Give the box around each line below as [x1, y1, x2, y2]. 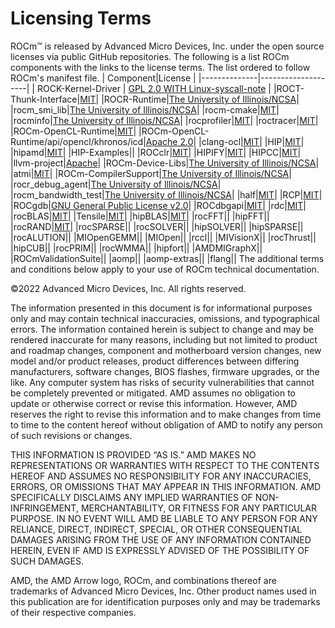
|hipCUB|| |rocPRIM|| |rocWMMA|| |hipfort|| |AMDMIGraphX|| [10, 242, 263, 254]
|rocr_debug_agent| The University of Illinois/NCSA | [10, 178, 222, 190]
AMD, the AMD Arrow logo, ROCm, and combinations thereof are [10, 574, 277, 586]
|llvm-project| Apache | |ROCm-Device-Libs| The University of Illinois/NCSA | [10, 157, 320, 169]
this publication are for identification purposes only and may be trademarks [10, 595, 321, 607]
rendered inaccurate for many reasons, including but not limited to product [10, 333, 318, 346]
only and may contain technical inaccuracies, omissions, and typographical [10, 312, 320, 324]
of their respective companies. [10, 606, 137, 618]
